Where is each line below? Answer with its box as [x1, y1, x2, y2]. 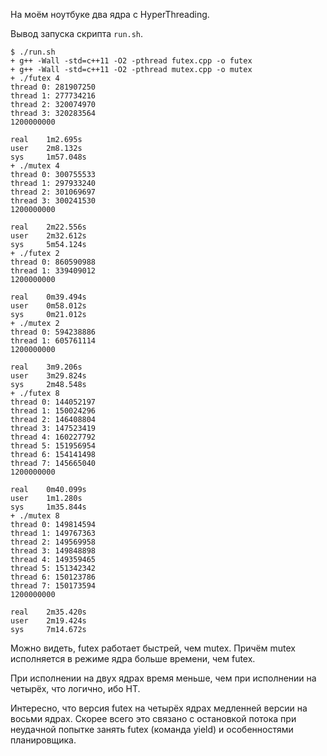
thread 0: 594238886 [10, 327, 97, 337]
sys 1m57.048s [10, 152, 87, 162]
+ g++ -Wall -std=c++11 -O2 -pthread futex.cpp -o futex [10, 56, 253, 66]
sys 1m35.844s [10, 502, 87, 512]
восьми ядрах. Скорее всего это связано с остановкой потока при [10, 713, 297, 724]
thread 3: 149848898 [10, 546, 97, 556]
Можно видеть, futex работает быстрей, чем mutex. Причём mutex [10, 642, 296, 654]
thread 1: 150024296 [10, 406, 97, 416]
